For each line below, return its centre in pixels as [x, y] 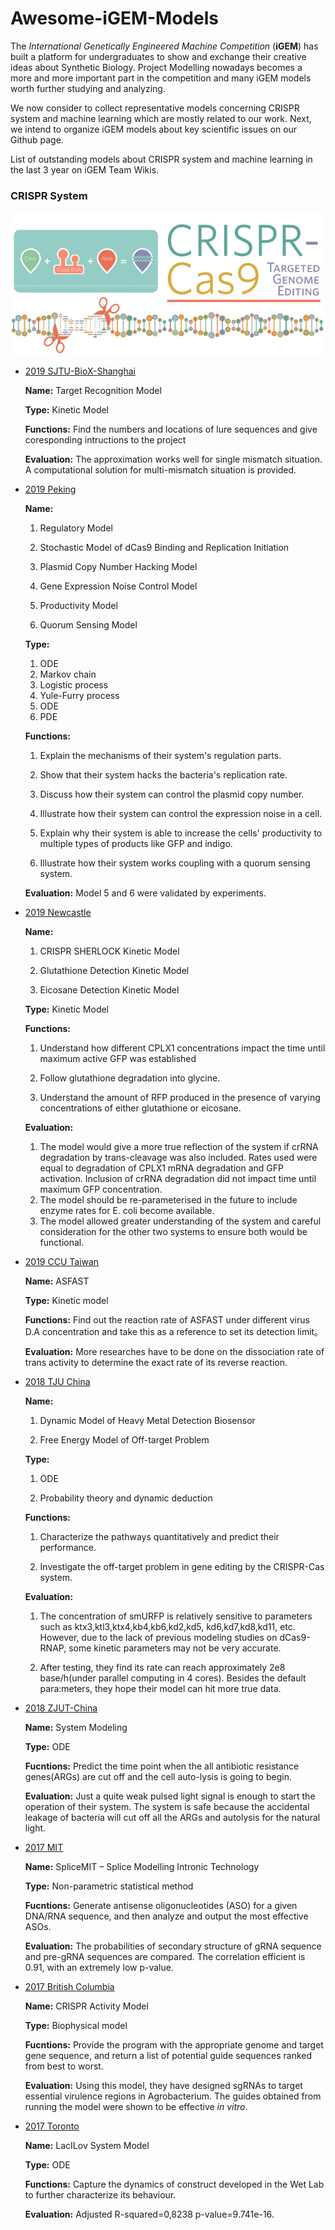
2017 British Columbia [69, 1986]
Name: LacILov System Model [87, 2145]
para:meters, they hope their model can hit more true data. [160, 1688]
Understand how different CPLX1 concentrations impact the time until [182, 1048]
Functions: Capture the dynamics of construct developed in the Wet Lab [174, 2184]
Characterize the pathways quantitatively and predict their [159, 1536]
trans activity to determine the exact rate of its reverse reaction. [156, 1362]
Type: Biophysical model [76, 2025]
